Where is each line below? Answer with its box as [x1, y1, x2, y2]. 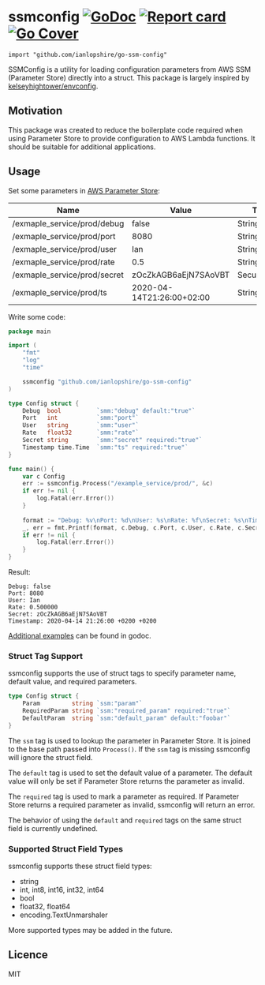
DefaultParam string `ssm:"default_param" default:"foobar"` [22, 714, 231, 722]
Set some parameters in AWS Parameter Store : [8, 185, 160, 195]
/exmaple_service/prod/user [12, 243, 117, 254]
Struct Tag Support [8, 650, 83, 661]
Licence [8, 948, 49, 962]
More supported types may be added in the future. [8, 926, 173, 935]
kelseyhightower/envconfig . [8, 81, 99, 91]
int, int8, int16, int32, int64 [19, 885, 105, 895]
